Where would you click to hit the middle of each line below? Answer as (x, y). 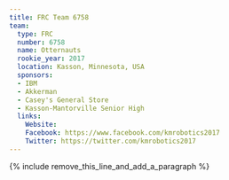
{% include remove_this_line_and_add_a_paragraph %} (110, 166)
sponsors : (35, 75)
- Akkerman (37, 91)
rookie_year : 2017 (51, 59)
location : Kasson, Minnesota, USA (81, 67)
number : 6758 (41, 42)
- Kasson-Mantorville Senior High (81, 108)
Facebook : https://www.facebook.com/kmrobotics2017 (122, 133)
